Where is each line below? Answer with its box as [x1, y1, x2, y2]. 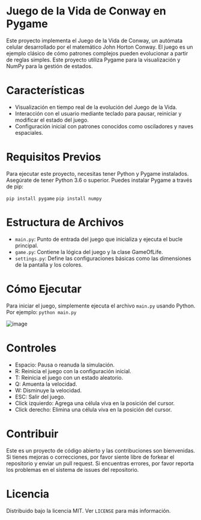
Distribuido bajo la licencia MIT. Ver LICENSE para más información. [6, 507, 171, 514]
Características [6, 84, 85, 97]
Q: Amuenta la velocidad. [14, 380, 77, 388]
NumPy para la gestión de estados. [6, 62, 93, 70]
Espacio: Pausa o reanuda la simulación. [14, 361, 115, 368]
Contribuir [6, 427, 59, 441]
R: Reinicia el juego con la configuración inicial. [14, 367, 131, 374]
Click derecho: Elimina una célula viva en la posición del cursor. [14, 406, 172, 413]
